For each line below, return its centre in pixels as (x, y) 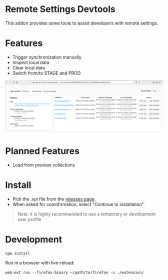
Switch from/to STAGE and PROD (46, 73)
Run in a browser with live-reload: (40, 263)
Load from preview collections (43, 165)
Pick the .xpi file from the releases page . (54, 199)
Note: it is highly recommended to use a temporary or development (86, 214)
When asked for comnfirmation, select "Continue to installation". (78, 204)
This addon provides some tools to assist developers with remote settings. (82, 23)
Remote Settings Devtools (60, 9)
